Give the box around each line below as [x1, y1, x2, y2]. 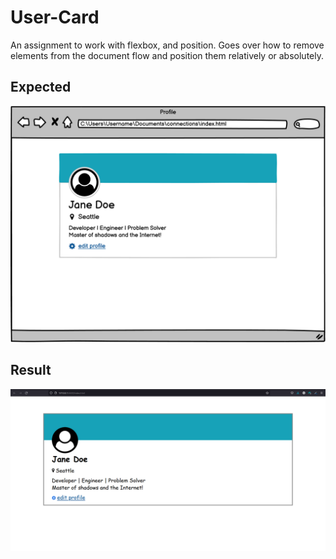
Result [10, 362, 52, 379]
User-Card [10, 6, 100, 29]
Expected [10, 79, 72, 96]
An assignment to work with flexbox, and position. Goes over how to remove [10, 39, 325, 51]
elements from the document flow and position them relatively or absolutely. [10, 49, 324, 61]
